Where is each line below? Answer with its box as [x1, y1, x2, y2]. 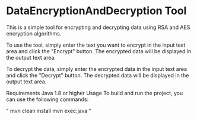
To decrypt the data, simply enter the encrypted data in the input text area [6, 65, 188, 72]
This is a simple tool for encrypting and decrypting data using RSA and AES [6, 24, 190, 31]
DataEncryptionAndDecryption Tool [6, 4, 187, 18]
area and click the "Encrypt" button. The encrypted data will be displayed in [6, 47, 192, 54]
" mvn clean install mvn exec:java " [6, 107, 92, 114]
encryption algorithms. [6, 30, 62, 37]
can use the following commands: [6, 96, 89, 103]
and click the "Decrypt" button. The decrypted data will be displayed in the [6, 72, 189, 79]
